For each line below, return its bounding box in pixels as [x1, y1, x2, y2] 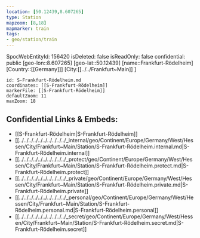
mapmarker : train [6, 25, 50, 32]
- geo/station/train [6, 36, 58, 42]
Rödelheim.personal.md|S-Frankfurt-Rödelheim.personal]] [14, 206, 159, 213]
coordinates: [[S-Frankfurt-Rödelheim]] [6, 83, 109, 89]
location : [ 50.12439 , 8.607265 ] [6, 8, 84, 15]
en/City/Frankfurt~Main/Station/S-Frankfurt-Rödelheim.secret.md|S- [14, 219, 184, 226]
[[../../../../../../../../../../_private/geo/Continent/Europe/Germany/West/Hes [14, 175, 192, 182]
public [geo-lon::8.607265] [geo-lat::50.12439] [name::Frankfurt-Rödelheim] [6, 59, 193, 66]
